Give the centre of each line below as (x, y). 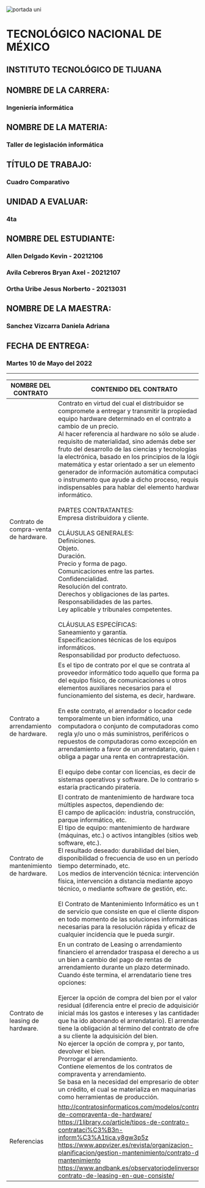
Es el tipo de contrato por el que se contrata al (124, 665)
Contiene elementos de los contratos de (115, 1067)
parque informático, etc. (92, 820)
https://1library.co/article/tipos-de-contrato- (124, 1122)
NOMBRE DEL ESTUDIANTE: (61, 239)
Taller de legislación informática (55, 145)
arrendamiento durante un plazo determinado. (124, 967)
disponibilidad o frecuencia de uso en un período (128, 858)
